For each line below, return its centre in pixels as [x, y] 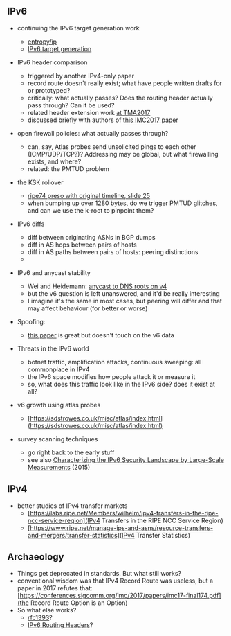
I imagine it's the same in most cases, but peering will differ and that [125, 301]
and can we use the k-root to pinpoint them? [91, 210]
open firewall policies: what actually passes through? [93, 133]
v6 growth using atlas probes [59, 405]
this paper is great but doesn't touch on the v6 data [101, 335]
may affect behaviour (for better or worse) [87, 308]
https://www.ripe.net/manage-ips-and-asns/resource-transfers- [121, 528]
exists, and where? [54, 161]
